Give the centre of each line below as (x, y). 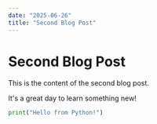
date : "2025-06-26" (40, 15)
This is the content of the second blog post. (78, 83)
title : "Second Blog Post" (52, 23)
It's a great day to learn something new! (73, 98)
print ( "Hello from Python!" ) (56, 113)
